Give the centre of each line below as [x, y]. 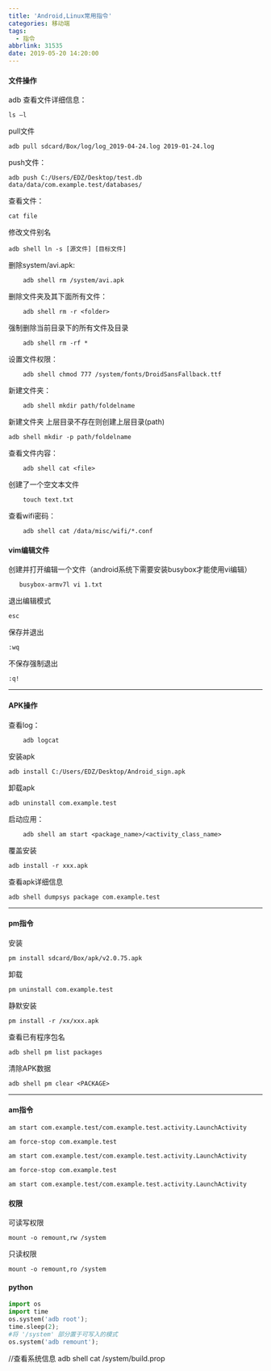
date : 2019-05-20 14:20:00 [54, 53]
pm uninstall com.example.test [61, 989]
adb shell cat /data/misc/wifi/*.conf [88, 531]
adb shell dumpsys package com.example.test [84, 897]
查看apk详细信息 [36, 882]
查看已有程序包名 [37, 1037]
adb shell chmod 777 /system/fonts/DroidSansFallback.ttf [122, 374]
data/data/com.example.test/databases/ [75, 185]
